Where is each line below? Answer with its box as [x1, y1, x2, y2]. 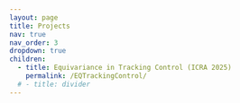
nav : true [9, 30, 47, 39]
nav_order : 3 [9, 38, 59, 47]
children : [9, 55, 47, 64]
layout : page [9, 13, 59, 22]
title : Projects [9, 21, 70, 30]
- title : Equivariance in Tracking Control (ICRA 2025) [17, 64, 232, 73]
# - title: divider [17, 80, 91, 89]
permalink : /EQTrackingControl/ [25, 72, 147, 81]
